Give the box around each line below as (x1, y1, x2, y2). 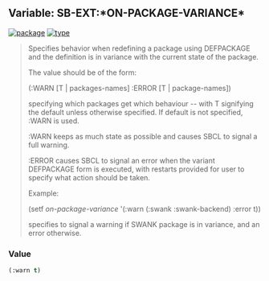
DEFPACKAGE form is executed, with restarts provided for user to (27, 164, 245, 174)
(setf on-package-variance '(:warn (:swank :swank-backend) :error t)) (27, 204, 261, 213)
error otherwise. (27, 228, 82, 238)
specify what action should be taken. (27, 172, 151, 182)
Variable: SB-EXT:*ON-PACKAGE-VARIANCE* (8, 6, 245, 20)
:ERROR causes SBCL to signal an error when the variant (27, 155, 215, 165)
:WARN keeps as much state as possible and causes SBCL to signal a (27, 131, 258, 141)
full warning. (27, 140, 70, 150)
